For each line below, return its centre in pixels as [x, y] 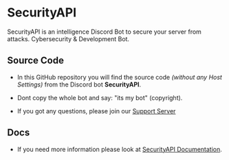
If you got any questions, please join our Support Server [96, 111]
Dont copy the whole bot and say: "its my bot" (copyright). [100, 98]
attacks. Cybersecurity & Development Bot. [68, 38]
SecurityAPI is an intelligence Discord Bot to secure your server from [104, 32]
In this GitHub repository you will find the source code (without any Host [119, 77]
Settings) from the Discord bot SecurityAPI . [79, 84]
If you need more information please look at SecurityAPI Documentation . [119, 149]
